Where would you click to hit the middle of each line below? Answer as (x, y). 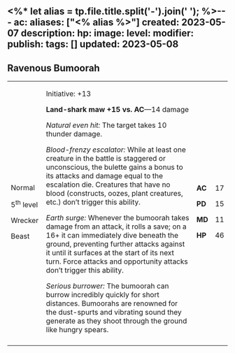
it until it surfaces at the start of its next (110, 253)
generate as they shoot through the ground (116, 321)
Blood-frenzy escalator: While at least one (116, 150)
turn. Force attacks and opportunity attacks (117, 261)
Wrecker (25, 220)
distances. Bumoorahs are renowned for (112, 303)
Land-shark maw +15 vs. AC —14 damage (117, 110)
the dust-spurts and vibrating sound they (114, 312)
